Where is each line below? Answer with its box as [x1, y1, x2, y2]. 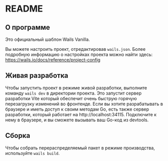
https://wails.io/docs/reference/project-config [5, 57, 101, 63]
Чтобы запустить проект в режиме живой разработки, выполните [5, 85, 147, 91]
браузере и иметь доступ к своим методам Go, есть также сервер [5, 106, 149, 112]
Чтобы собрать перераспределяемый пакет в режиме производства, [5, 144, 155, 151]
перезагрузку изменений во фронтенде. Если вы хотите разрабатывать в [5, 101, 163, 107]
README [5, 3, 43, 15]
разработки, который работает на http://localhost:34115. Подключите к [5, 111, 157, 117]
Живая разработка [5, 71, 69, 80]
